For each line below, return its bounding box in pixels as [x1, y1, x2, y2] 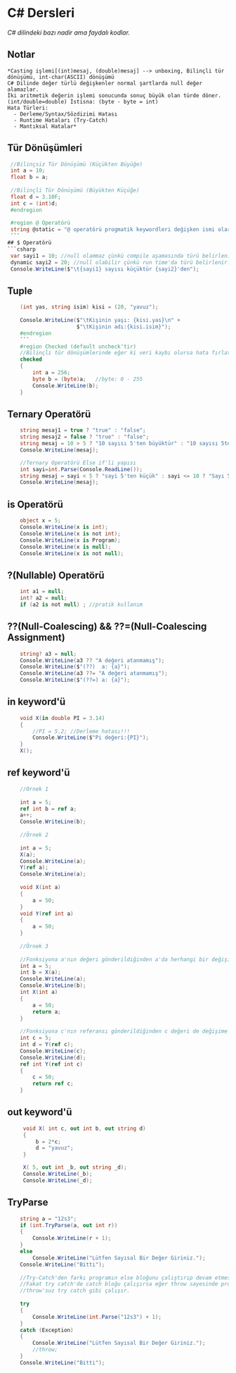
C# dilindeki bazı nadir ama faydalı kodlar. [7, 28, 130, 37]
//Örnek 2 [20, 831, 49, 838]
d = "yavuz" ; [35, 1145, 74, 1152]
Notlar [7, 49, 36, 61]
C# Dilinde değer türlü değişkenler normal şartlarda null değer [7, 80, 202, 87]
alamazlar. [7, 86, 39, 93]
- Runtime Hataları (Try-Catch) [13, 116, 109, 124]
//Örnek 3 [20, 943, 49, 950]
